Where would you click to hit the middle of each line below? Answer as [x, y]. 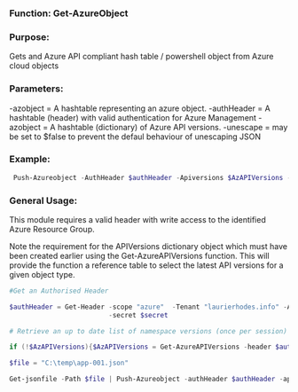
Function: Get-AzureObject [69, 13]
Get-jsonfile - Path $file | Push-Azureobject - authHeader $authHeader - [146, 380]
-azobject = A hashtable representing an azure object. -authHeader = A [140, 108]
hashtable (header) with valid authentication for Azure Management [133, 117]
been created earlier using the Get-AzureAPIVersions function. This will [139, 255]
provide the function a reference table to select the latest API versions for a [146, 265]
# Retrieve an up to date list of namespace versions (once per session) [149, 331]
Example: [30, 160]
